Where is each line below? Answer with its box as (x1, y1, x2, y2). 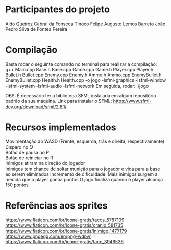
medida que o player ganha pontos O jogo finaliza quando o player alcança (5, 176, 163, 182)
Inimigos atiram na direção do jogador (5, 160, 85, 166)
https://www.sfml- (113, 98, 152, 104)
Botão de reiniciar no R (5, 155, 54, 161)
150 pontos (5, 182, 29, 188)
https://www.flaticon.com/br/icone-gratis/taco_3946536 (5, 238, 124, 244)
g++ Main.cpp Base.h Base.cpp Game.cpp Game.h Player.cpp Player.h (5, 66, 154, 72)
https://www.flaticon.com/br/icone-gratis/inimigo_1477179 (5, 227, 127, 234)
